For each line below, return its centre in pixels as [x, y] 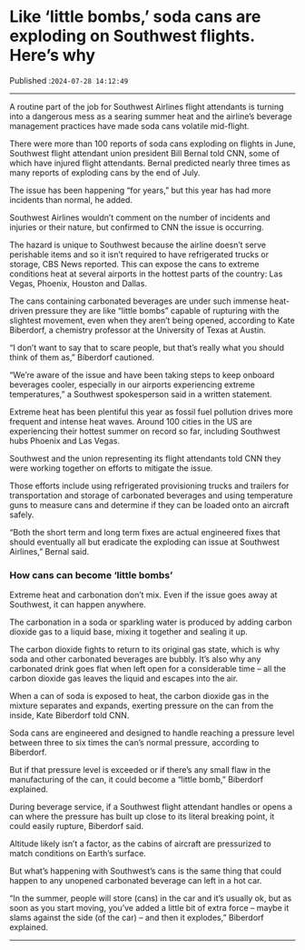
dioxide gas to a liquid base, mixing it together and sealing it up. [128, 632]
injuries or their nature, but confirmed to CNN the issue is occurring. [137, 227]
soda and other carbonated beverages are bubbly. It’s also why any [135, 659]
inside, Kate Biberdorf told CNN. [69, 715]
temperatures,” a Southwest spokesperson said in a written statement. [141, 394]
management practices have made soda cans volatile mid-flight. [129, 125]
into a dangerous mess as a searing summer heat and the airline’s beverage [151, 116]
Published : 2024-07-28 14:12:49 [69, 80]
